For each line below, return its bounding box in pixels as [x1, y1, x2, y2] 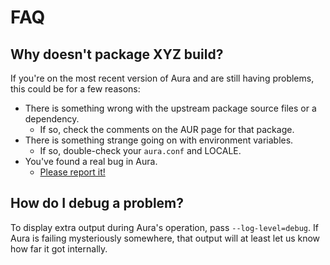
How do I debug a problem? [10, 195, 185, 212]
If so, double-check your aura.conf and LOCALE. [39, 145, 242, 156]
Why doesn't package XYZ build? [10, 46, 224, 63]
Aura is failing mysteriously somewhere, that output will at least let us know [10, 232, 321, 244]
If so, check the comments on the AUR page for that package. [39, 124, 295, 135]
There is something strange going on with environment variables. [24, 134, 294, 146]
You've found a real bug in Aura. [24, 156, 158, 167]
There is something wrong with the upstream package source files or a [24, 102, 317, 114]
